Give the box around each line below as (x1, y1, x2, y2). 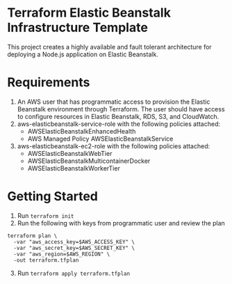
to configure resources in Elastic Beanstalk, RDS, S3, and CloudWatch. (17, 112, 219, 120)
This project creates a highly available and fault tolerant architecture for (7, 42, 212, 51)
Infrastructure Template (7, 19, 148, 35)
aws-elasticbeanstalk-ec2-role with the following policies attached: (17, 141, 210, 150)
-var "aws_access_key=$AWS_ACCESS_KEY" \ (13, 238, 135, 245)
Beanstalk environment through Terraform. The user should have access (17, 104, 225, 113)
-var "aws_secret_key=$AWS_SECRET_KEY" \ (13, 244, 135, 251)
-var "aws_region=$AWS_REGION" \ (13, 251, 110, 258)
